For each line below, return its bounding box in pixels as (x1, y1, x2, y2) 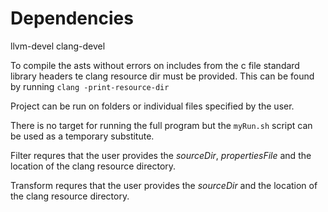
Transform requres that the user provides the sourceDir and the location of (10, 179, 318, 191)
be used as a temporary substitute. (10, 130, 155, 142)
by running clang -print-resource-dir (10, 80, 170, 92)
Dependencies (10, 7, 134, 30)
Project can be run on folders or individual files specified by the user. (10, 100, 295, 112)
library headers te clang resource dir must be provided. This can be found (10, 70, 315, 82)
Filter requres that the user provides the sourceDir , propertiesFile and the (10, 149, 312, 161)
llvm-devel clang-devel (10, 40, 106, 52)
